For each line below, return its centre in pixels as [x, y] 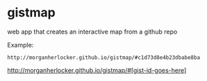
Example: [20, 45]
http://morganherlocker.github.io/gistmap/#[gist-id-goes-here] [97, 70]
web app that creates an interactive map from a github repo [92, 32]
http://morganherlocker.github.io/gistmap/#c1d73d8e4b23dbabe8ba [104, 57]
